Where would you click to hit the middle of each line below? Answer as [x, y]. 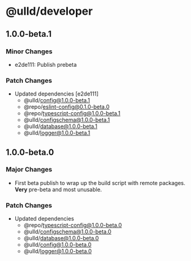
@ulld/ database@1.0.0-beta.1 [60, 126]
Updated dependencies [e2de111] [57, 94]
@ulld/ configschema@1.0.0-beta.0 [67, 232]
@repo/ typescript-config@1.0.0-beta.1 [72, 113]
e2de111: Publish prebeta [46, 64]
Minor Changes [29, 51]
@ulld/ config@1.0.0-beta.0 [58, 245]
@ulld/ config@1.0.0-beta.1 [57, 100]
